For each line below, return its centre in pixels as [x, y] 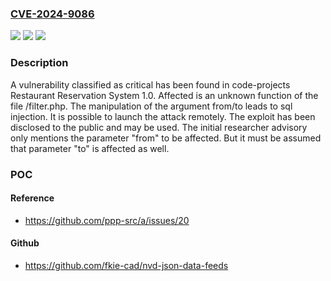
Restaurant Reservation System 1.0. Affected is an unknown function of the [164, 95]
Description [39, 63]
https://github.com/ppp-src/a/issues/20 [107, 220]
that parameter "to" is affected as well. [90, 148]
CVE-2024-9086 [52, 14]
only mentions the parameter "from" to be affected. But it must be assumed [166, 138]
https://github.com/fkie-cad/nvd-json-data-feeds [126, 265]
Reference [32, 198]
